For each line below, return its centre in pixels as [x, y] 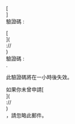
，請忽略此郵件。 [26, 115]
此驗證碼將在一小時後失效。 [39, 77]
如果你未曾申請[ [25, 89]
